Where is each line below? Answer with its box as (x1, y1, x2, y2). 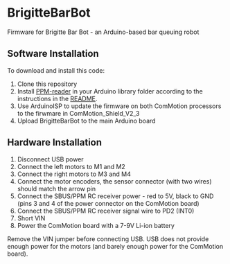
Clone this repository (17, 80, 78, 88)
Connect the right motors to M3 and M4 (17, 170, 132, 178)
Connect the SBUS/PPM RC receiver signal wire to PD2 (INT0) (17, 206, 195, 215)
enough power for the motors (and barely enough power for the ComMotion (7, 242, 224, 250)
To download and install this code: (7, 66, 105, 74)
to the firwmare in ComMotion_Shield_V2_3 (17, 109, 140, 117)
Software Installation (7, 48, 99, 60)
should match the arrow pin (17, 184, 96, 193)
